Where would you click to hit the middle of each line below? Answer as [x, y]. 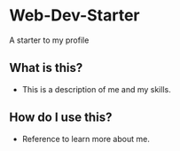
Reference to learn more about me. [86, 139]
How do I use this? [61, 118]
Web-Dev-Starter [74, 16]
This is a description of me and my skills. [96, 89]
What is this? [46, 68]
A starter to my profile [49, 40]
